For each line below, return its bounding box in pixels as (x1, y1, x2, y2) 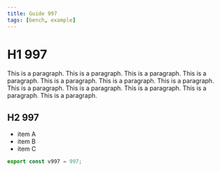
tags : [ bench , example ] (7, 17, 76, 24)
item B (17, 137, 36, 146)
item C (17, 145, 37, 153)
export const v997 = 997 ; (7, 158, 82, 165)
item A (17, 130, 36, 139)
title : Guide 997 (7, 10, 58, 17)
